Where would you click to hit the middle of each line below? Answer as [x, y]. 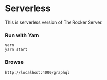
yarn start [16, 50]
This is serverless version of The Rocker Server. [54, 22]
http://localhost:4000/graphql [37, 72]
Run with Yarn [22, 35]
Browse [14, 62]
